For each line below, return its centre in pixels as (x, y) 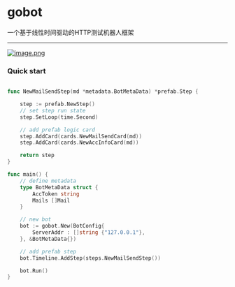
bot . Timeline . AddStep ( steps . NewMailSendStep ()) (90, 258)
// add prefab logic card (58, 130)
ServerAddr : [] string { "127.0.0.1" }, (89, 233)
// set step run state (53, 110)
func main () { (28, 175)
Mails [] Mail (51, 200)
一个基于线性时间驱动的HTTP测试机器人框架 (71, 32)
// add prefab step (48, 251)
